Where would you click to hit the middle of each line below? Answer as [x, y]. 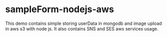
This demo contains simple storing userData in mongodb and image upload [83, 23]
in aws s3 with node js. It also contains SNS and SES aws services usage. [82, 28]
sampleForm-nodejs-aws [60, 9]
